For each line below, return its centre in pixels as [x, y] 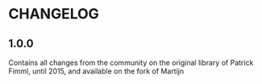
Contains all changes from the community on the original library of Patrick [131, 62]
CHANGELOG [54, 14]
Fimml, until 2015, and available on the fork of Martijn [96, 71]
